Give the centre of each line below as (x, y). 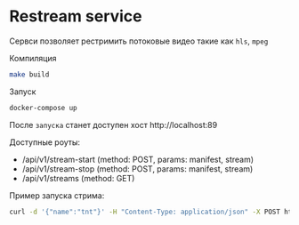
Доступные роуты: (45, 142)
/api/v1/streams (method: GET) (78, 178)
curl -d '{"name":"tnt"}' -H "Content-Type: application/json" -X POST (145, 212)
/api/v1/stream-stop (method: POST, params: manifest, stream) (137, 169)
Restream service (76, 16)
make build (29, 74)
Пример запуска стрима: (57, 195)
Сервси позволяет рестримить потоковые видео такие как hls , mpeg (139, 41)
